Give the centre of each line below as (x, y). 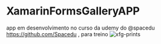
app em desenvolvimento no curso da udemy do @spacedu (81, 28)
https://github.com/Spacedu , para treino (57, 34)
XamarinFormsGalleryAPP (73, 11)
